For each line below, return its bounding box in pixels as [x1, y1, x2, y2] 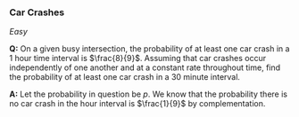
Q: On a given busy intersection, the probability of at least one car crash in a [9, 43, 290, 54]
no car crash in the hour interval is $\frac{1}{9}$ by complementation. [9, 98, 266, 109]
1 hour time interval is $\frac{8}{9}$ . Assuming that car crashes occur [9, 53, 266, 64]
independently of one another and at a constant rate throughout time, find [9, 62, 281, 73]
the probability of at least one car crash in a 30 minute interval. [9, 72, 241, 82]
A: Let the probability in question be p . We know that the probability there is [9, 89, 288, 99]
